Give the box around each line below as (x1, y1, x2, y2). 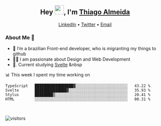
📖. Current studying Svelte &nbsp (12, 62, 83, 68)
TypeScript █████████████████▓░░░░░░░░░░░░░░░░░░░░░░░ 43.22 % (5, 83, 151, 89)
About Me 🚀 (5, 34, 35, 41)
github (12, 51, 26, 57)
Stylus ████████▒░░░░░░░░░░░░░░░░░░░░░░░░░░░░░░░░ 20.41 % (5, 92, 151, 98)
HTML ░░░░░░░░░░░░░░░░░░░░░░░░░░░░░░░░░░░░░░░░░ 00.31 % (5, 97, 151, 102)
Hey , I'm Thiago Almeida (40, 8, 130, 17)
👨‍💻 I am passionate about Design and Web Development (12, 56, 131, 62)
